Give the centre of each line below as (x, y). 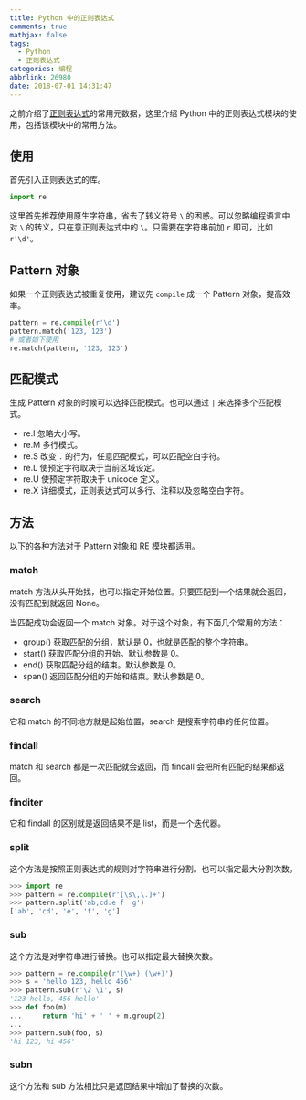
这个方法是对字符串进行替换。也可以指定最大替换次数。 (113, 956)
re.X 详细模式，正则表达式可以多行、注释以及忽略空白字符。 (136, 491)
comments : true (38, 27)
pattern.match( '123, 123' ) (61, 331)
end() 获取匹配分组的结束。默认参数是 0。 (101, 665)
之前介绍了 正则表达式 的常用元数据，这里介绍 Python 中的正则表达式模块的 (149, 113)
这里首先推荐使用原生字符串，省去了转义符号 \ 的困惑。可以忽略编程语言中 (150, 216)
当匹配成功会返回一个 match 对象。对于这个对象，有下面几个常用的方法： (148, 622)
